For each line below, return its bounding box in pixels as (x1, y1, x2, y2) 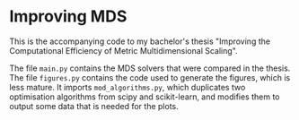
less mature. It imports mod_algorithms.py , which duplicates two (9, 81, 246, 92)
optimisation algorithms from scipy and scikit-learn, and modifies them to (9, 91, 280, 102)
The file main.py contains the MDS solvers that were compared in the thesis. (9, 63, 291, 73)
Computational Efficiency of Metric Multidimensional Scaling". (9, 45, 238, 56)
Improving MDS (9, 6, 128, 27)
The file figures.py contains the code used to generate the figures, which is (9, 72, 291, 82)
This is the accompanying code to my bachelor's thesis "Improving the (9, 36, 271, 47)
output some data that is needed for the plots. (9, 100, 179, 111)
